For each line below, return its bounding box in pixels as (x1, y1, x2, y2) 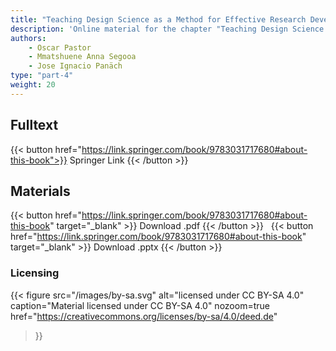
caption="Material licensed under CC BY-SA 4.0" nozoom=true (10, 299, 270, 311)
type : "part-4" (10, 71, 74, 81)
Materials (10, 182, 71, 200)
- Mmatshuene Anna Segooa (28, 52, 137, 62)
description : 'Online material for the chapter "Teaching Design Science (10, 24, 325, 34)
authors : (10, 33, 47, 43)
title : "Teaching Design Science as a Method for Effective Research (10, 14, 307, 25)
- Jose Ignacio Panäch (28, 61, 123, 71)
